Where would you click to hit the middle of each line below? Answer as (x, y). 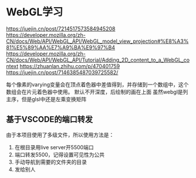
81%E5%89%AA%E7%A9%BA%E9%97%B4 (61, 47)
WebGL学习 (35, 12)
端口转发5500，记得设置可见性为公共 (60, 155)
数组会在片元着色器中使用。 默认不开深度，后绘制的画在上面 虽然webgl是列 (97, 92)
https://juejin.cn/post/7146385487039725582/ (62, 72)
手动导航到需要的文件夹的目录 (50, 162)
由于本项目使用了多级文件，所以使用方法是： (60, 135)
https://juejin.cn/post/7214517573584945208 (61, 28)
